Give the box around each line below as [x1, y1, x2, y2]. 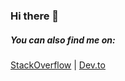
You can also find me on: [10, 34, 116, 46]
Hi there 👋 [10, 9, 60, 23]
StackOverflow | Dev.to [10, 59, 106, 71]
